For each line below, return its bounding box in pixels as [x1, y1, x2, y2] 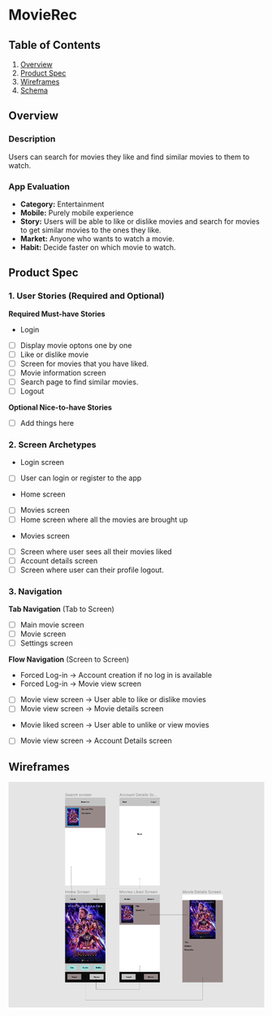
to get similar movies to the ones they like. [19, 225, 162, 235]
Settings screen [19, 638, 73, 648]
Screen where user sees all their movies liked [19, 546, 172, 556]
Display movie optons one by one [19, 340, 132, 350]
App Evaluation [8, 180, 71, 192]
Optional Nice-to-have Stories [8, 402, 112, 412]
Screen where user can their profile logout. [19, 565, 164, 575]
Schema [19, 85, 49, 95]
